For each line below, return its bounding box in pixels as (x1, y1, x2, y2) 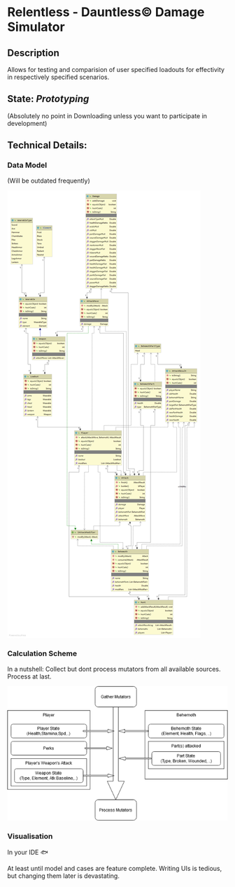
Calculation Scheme (7, 648, 78, 658)
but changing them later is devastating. (7, 872, 120, 880)
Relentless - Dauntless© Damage (7, 4, 205, 20)
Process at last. (7, 672, 52, 681)
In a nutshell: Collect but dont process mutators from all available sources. (7, 665, 222, 673)
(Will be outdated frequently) (7, 176, 91, 185)
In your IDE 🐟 (7, 848, 48, 856)
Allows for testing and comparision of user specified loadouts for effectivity (7, 66, 225, 73)
